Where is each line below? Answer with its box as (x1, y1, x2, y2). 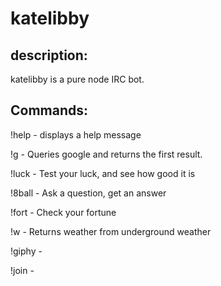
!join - (10, 264, 35, 276)
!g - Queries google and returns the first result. (10, 148, 203, 160)
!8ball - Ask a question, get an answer (10, 187, 167, 199)
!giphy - (10, 245, 43, 257)
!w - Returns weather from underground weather (10, 225, 212, 237)
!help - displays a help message (10, 128, 142, 141)
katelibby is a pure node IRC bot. (10, 73, 145, 85)
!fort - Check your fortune (10, 206, 117, 218)
